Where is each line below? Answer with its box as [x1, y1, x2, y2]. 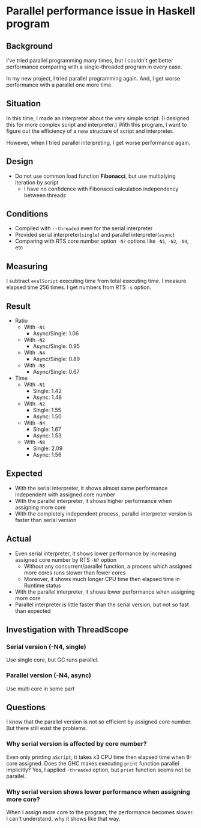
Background [6, 41, 53, 51]
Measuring [6, 261, 48, 272]
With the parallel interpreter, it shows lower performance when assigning [14, 588, 195, 595]
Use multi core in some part [6, 685, 75, 692]
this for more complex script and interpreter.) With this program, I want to [6, 121, 187, 128]
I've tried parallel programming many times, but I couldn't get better [6, 57, 174, 64]
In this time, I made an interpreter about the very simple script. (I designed [6, 114, 190, 121]
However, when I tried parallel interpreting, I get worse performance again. [6, 139, 191, 146]
